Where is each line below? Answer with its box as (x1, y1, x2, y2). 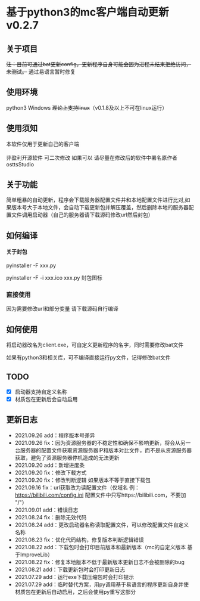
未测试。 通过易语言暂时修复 (6, 68, 76, 75)
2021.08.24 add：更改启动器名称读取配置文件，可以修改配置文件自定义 (14, 521, 189, 528)
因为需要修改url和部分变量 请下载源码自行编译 (6, 305, 119, 312)
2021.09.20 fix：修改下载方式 (14, 469, 87, 476)
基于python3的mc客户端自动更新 (6, 5, 169, 19)
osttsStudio (6, 160, 35, 168)
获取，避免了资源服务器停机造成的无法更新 (14, 454, 120, 461)
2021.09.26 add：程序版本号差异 (14, 432, 95, 439)
